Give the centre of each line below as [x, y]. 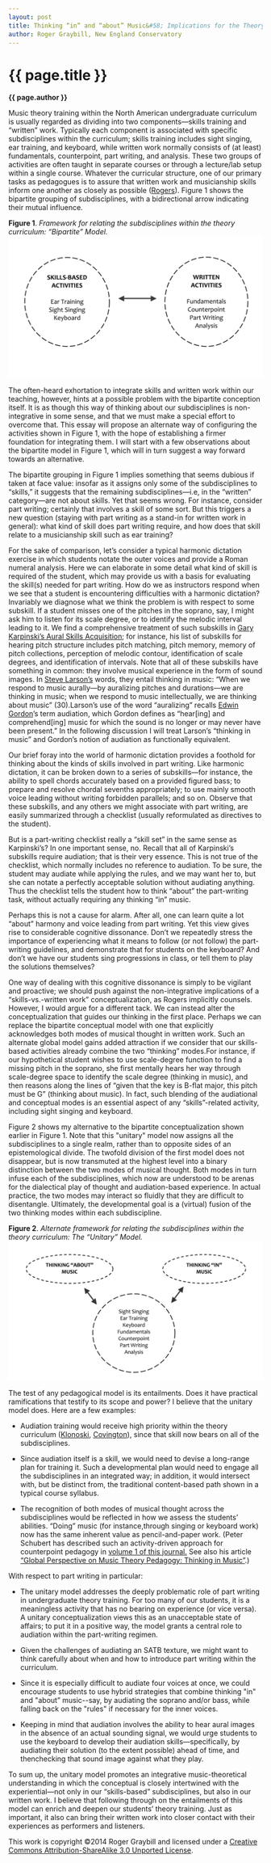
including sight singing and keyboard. [71, 1111]
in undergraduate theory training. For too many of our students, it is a [135, 1600]
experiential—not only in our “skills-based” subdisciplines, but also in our [130, 1791]
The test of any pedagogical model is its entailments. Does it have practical [133, 1393]
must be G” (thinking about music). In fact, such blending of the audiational [133, 1094]
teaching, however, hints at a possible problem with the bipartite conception [134, 398]
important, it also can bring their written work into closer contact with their [132, 1817]
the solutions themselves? [52, 967]
